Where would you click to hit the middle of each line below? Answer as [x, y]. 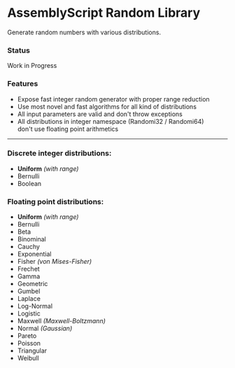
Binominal [32, 239]
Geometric [33, 284]
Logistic [29, 313]
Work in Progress [32, 66]
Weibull [28, 358]
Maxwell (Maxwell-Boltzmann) [62, 321]
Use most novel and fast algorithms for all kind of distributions [107, 106]
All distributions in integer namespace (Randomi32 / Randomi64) [111, 121]
